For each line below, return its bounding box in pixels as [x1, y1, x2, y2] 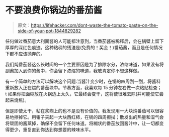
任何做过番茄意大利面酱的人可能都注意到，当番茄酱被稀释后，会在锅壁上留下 [5, 38, 164, 44]
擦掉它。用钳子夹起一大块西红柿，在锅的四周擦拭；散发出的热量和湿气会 [14, 114, 164, 120]
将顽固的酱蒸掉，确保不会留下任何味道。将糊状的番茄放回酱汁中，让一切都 [5, 120, 159, 126]
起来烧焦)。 [5, 97, 29, 103]
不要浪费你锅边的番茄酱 [5, 5, 103, 16]
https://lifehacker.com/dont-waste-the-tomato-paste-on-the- [31, 22, 158, 28]
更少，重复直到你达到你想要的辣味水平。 [9, 126, 94, 132]
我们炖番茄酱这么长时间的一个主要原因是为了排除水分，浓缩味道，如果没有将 [5, 61, 164, 67]
